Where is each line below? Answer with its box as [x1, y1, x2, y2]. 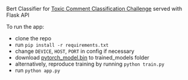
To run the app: [6, 23, 45, 30]
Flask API [6, 11, 30, 19]
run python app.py [14, 67, 60, 74]
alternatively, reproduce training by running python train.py [14, 60, 164, 67]
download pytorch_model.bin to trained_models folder [14, 54, 149, 61]
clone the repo [14, 35, 52, 42]
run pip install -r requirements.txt [14, 42, 109, 48]
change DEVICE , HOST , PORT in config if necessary [14, 48, 134, 55]
